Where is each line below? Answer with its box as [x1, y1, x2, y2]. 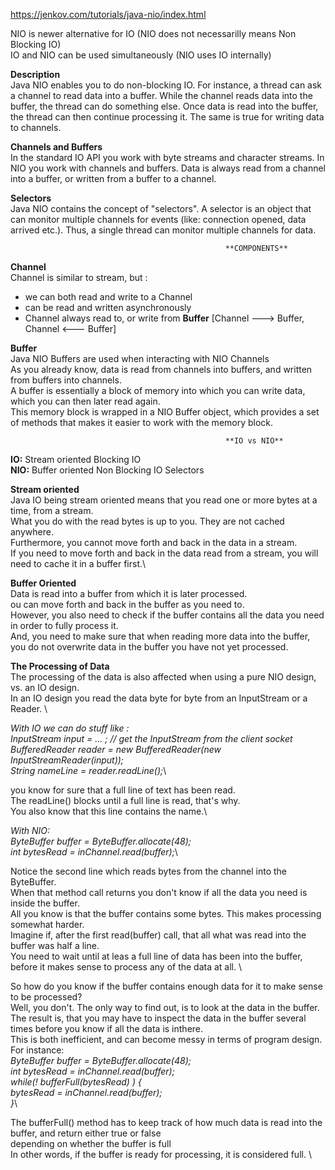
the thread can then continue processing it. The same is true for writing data [10, 111, 325, 123]
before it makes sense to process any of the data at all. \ [10, 961, 243, 973]
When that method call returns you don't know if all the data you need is [10, 887, 308, 898]
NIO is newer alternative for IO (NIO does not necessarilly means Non [10, 28, 297, 39]
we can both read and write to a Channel [24, 291, 193, 303]
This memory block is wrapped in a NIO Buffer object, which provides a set [10, 406, 320, 418]
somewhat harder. [10, 919, 85, 930]
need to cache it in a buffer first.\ [10, 558, 147, 569]
